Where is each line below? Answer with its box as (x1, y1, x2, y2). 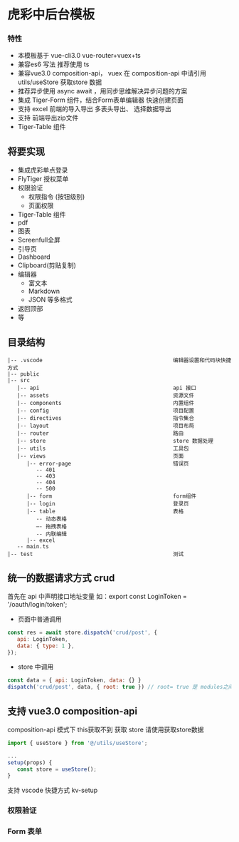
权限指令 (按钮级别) (28, 192, 85, 201)
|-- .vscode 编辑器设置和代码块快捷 (7, 357, 232, 364)
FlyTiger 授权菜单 (17, 175, 69, 183)
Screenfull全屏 (17, 236, 60, 245)
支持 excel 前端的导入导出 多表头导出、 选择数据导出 (17, 105, 172, 113)
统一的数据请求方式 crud (7, 572, 115, 584)
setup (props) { (7, 759, 53, 766)
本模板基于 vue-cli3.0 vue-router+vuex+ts (17, 51, 141, 60)
